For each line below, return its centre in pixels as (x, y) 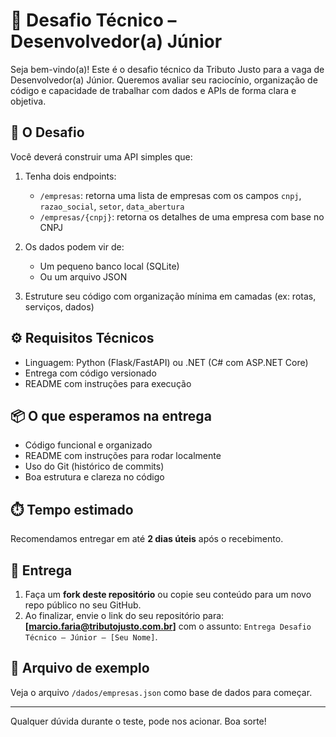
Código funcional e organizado (88, 445)
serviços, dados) (59, 306)
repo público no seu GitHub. (83, 605)
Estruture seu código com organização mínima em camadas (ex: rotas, (170, 296)
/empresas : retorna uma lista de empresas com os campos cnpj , (170, 195)
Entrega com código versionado (90, 373)
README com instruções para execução (108, 383)
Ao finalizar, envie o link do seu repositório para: (124, 615)
